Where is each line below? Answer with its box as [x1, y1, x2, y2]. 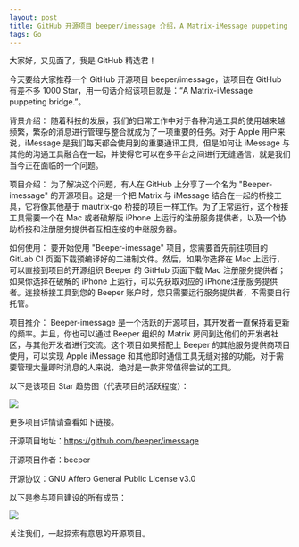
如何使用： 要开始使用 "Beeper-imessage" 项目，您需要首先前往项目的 [9, 243, 269, 253]
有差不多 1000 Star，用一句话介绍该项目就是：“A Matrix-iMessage [9, 86, 253, 96]
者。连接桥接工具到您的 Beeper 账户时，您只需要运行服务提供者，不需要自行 [9, 287, 291, 298]
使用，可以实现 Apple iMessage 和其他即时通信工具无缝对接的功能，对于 [9, 351, 277, 361]
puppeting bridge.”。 [9, 96, 87, 107]
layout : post [9, 12, 58, 22]
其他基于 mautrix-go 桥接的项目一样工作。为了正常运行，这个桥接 [47, 202, 289, 212]
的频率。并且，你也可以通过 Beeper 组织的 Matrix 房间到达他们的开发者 [9, 328, 271, 339]
